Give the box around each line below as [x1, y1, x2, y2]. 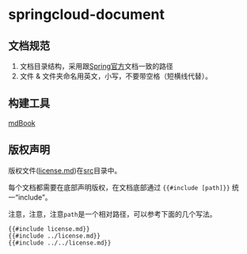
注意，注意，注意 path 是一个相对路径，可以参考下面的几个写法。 [8, 209, 217, 218]
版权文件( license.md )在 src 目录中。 [8, 165, 122, 175]
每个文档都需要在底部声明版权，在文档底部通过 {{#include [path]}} [8, 182, 230, 191]
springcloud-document [8, 6, 165, 24]
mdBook [8, 118, 36, 127]
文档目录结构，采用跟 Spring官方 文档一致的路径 [19, 62, 174, 70]
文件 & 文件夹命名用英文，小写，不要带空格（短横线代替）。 [19, 71, 212, 81]
